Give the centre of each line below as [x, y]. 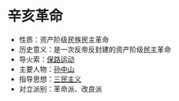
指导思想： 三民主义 [50, 79]
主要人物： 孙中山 [47, 69]
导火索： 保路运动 [47, 59]
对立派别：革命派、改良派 [60, 88]
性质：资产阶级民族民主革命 [64, 39]
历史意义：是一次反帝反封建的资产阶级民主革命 [95, 49]
